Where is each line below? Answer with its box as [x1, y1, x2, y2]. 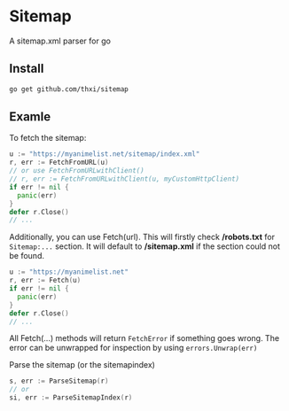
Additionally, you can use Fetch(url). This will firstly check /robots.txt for [9, 232, 275, 243]
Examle [9, 109, 51, 125]
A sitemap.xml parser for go [9, 35, 111, 46]
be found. [9, 251, 44, 261]
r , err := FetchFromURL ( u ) [9, 158, 109, 167]
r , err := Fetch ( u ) [9, 276, 82, 285]
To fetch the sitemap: [9, 133, 87, 143]
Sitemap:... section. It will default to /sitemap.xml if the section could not [9, 241, 281, 252]
